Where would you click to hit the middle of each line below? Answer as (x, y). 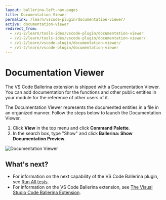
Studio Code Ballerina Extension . (47, 192)
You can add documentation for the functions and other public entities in (81, 92)
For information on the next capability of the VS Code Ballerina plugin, (85, 176)
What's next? (27, 164)
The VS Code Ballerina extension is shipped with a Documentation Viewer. (83, 87)
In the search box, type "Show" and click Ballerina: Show (72, 133)
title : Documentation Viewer (36, 15)
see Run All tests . (31, 182)
